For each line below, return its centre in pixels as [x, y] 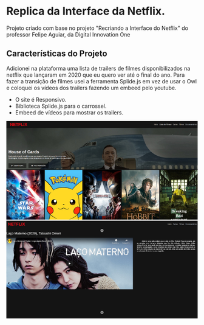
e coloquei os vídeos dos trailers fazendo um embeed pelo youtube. [91, 88]
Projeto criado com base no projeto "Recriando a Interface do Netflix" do [97, 28]
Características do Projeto [57, 54]
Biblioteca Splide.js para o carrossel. [61, 106]
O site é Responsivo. [41, 99]
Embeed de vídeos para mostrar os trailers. [69, 112]
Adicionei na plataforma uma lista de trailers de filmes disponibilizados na [98, 68]
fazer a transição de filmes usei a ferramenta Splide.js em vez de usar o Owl [102, 81]
